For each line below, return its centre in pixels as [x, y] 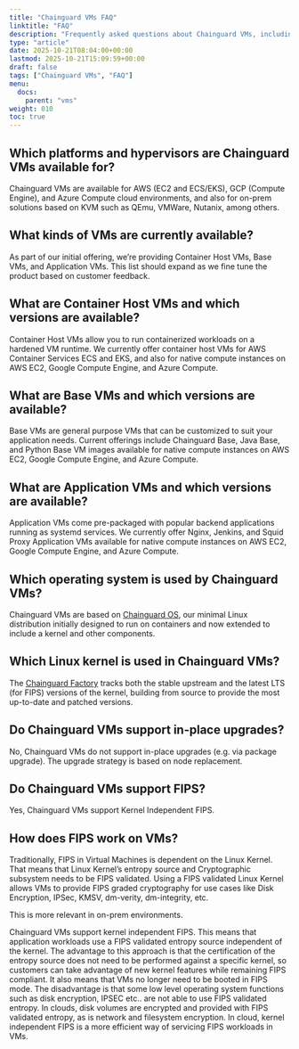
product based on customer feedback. [80, 275]
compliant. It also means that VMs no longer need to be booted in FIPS [139, 979]
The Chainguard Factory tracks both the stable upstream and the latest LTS [147, 683]
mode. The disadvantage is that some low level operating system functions [147, 989]
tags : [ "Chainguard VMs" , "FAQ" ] [71, 76]
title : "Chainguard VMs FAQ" [63, 17]
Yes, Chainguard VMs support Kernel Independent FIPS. [112, 810]
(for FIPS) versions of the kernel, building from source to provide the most [145, 693]
